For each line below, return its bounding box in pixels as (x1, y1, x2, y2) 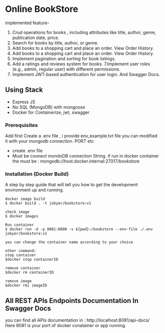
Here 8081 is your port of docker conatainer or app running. (5, 323, 127, 329)
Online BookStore (5, 3, 78, 15)
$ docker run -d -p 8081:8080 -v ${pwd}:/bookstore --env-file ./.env (5, 227, 153, 232)
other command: (5, 249, 36, 253)
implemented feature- (5, 20, 50, 26)
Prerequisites (5, 122, 38, 128)
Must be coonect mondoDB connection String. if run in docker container (12, 153, 159, 159)
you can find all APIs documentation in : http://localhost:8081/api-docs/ (5, 317, 150, 323)
